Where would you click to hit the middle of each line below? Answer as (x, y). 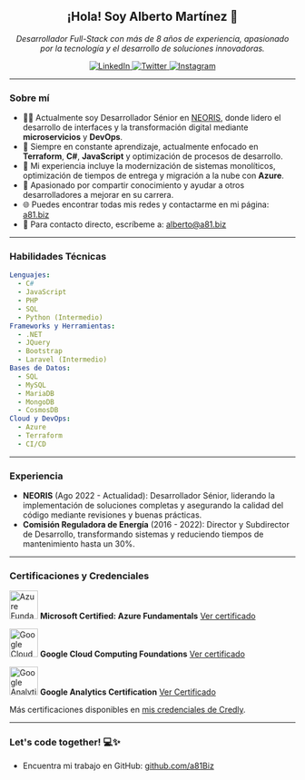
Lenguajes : (30, 275)
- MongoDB (36, 402)
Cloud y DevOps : (40, 419)
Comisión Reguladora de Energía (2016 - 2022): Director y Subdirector (156, 525)
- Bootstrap (40, 351)
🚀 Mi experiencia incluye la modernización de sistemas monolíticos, (149, 166)
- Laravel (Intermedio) (62, 360)
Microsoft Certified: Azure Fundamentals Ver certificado (148, 616)
